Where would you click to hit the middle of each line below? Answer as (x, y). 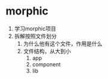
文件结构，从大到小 (47, 51)
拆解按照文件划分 (35, 36)
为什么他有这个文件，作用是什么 (63, 43)
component (46, 64)
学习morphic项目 (35, 28)
